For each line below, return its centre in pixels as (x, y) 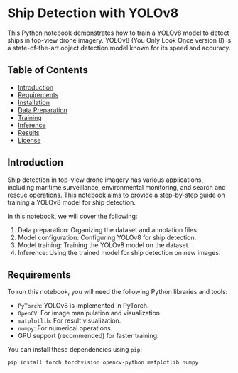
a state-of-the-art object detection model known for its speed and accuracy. (119, 48)
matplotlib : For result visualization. (69, 320)
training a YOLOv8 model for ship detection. (72, 202)
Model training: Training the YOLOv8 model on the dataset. (104, 245)
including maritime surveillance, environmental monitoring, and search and (117, 187)
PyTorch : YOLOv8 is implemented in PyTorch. (83, 306)
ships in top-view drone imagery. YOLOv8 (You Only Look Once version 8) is (119, 40)
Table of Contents (48, 70)
